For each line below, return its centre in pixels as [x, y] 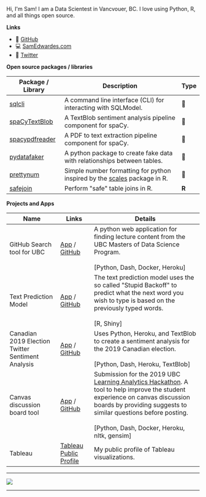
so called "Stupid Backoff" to [135, 285]
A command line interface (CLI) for [114, 100]
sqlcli [17, 104]
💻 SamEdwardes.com [43, 46]
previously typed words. [129, 308]
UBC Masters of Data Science [137, 244]
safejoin [21, 188]
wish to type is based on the [135, 300]
